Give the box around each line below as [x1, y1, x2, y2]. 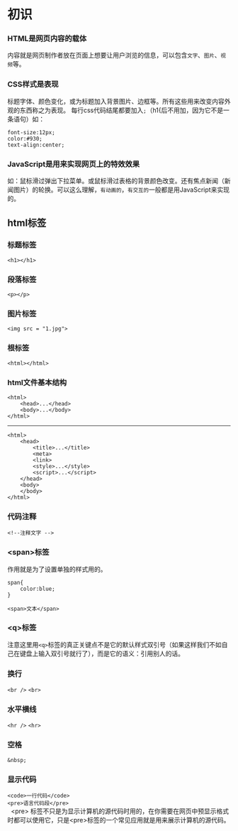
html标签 [7, 217, 47, 229]
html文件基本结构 [7, 377, 67, 387]
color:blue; [20, 585, 55, 592]
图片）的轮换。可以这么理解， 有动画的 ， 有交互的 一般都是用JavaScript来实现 [13, 185, 230, 194]
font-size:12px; [7, 129, 55, 136]
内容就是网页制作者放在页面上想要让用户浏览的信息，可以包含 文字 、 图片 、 [7, 51, 221, 60]
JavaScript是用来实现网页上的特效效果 [7, 159, 140, 169]
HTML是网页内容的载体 [7, 33, 87, 43]
